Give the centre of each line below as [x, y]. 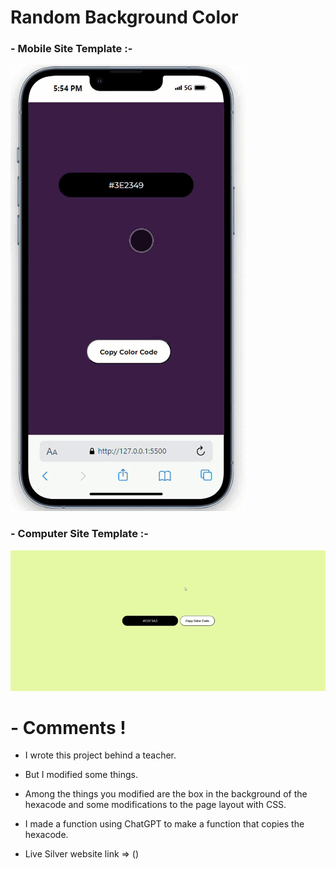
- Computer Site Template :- [79, 534]
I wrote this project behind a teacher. [100, 755]
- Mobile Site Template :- [71, 49]
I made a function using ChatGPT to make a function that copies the [164, 824]
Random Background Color [124, 17]
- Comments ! [68, 727]
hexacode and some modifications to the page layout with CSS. [155, 805]
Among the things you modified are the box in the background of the [166, 794]
